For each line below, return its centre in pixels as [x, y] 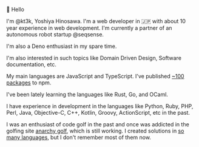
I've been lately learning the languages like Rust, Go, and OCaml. [87, 94]
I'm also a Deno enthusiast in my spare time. [62, 46]
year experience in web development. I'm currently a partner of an [89, 28]
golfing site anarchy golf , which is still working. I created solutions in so [95, 131]
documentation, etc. [31, 64]
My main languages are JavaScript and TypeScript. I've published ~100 [95, 76]
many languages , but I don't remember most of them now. [79, 137]
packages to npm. [29, 83]
